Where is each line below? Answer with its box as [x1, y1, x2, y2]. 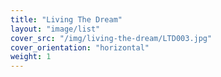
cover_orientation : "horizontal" [10, 42, 150, 53]
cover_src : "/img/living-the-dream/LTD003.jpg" [10, 33, 213, 43]
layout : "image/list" [10, 24, 101, 34]
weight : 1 [10, 52, 52, 62]
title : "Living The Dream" [10, 14, 123, 25]
